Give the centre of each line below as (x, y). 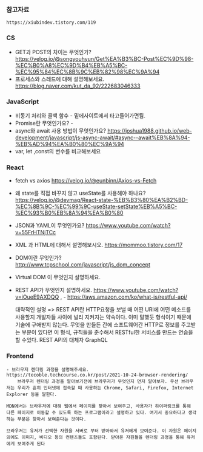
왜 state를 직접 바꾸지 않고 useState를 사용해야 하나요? (80, 193)
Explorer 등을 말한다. (32, 395)
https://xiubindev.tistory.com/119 (51, 23)
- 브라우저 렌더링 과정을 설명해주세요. (48, 370)
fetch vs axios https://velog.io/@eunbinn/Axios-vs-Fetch (86, 181)
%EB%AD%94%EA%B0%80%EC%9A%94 (69, 144)
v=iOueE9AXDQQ (37, 297)
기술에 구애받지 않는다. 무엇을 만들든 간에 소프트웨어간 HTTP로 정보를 (97, 325)
